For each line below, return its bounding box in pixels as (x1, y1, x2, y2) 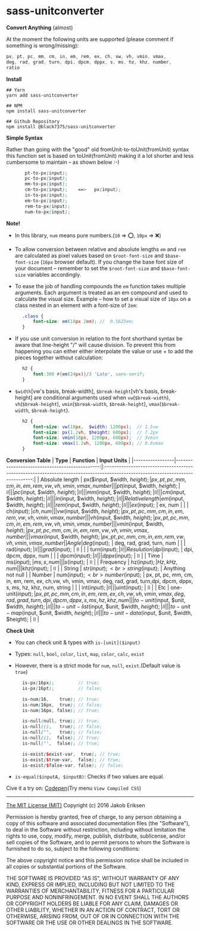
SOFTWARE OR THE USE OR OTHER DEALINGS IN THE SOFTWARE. (6, 919, 173, 926)
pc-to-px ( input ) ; (24, 175, 68, 182)
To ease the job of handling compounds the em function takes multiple (14, 282, 186, 289)
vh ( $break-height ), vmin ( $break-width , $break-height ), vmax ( (14, 400, 162, 407)
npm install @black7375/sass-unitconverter (6, 124, 116, 130)
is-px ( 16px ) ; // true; (21, 680, 100, 686)
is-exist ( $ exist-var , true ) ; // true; (21, 751, 121, 757)
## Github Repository (6, 118, 60, 124)
